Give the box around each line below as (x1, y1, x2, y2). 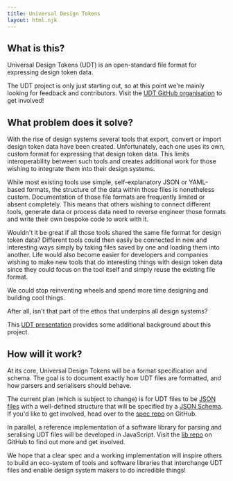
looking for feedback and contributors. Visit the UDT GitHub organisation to (7, 89, 223, 97)
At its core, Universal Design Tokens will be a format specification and (7, 366, 207, 375)
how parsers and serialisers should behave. (7, 381, 132, 389)
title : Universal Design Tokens (7, 10, 101, 17)
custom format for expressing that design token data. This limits (7, 150, 189, 158)
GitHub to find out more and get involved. (7, 437, 126, 446)
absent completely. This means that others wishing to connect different (7, 200, 211, 209)
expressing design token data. (7, 68, 94, 76)
